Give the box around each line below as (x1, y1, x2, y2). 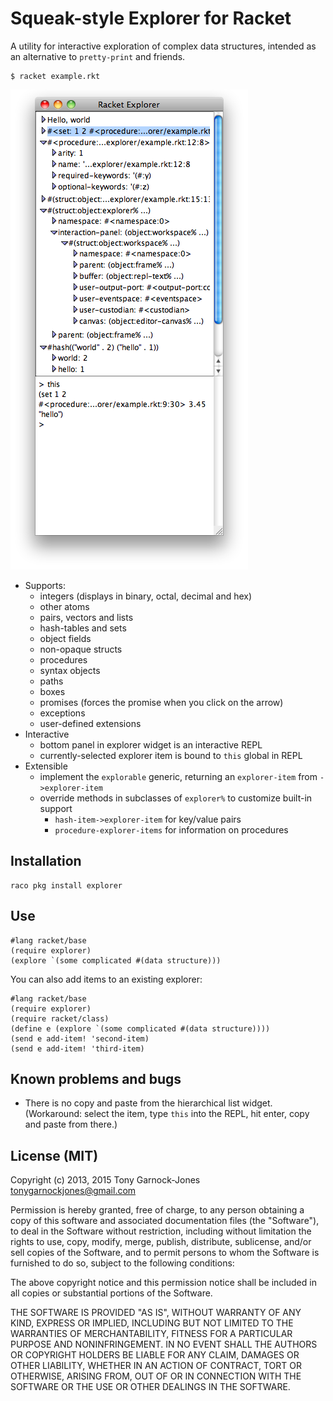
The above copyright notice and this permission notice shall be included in (10, 1277, 317, 1289)
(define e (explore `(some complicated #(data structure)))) (10, 1023, 271, 1034)
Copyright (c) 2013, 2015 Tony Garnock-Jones (10, 1174, 201, 1186)
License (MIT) (10, 1147, 99, 1164)
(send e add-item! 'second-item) (10, 1033, 150, 1044)
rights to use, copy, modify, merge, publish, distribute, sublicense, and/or (10, 1236, 312, 1248)
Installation (10, 853, 82, 870)
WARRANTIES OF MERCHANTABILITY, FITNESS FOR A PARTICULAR (10, 1328, 293, 1340)
